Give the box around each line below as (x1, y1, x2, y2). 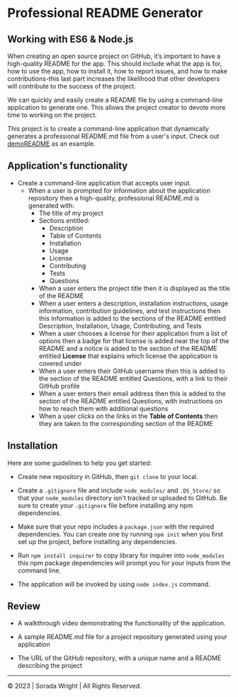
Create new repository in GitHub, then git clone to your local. (17, 472, 198, 480)
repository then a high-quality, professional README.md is (28, 193, 200, 202)
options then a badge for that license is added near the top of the (38, 336, 229, 345)
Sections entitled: (38, 216, 90, 224)
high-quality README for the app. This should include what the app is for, (7, 59, 222, 68)
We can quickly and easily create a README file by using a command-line (7, 96, 223, 104)
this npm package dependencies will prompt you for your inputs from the (17, 558, 231, 567)
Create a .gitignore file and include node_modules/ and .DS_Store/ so (17, 486, 221, 495)
